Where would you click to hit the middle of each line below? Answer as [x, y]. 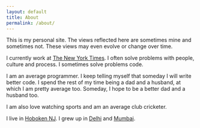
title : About [23, 17]
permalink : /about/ [31, 23]
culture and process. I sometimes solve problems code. [75, 64]
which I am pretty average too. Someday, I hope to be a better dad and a [96, 89]
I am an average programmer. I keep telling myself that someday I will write [99, 76]
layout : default [26, 12]
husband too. [23, 95]
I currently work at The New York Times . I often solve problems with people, [100, 58]
